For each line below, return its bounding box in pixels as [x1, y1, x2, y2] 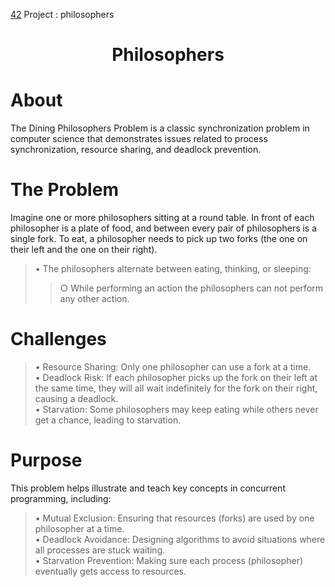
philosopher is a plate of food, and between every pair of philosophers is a [10, 222, 318, 234]
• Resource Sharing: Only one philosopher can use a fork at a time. [34, 361, 312, 373]
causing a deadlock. [34, 393, 119, 404]
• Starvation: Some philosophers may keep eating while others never [34, 404, 319, 415]
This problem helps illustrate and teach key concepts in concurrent [10, 482, 286, 494]
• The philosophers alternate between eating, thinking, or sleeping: [34, 263, 312, 275]
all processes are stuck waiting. [34, 544, 166, 556]
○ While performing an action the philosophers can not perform [59, 282, 324, 294]
